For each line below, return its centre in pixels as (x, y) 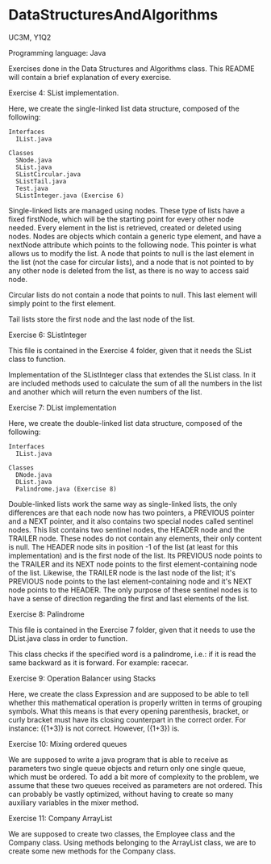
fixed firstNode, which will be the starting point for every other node (121, 219)
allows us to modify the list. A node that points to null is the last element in (131, 253)
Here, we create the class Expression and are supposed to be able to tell (129, 693)
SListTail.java (41, 181)
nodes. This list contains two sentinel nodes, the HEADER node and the (127, 529)
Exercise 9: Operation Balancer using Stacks (82, 678)
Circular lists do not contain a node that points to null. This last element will (133, 295)
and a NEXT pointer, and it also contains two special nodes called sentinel (131, 521)
